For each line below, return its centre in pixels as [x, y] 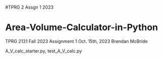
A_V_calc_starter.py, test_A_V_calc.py [44, 51]
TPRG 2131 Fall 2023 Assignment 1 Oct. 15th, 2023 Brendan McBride [76, 41]
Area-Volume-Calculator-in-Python [82, 27]
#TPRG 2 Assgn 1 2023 [30, 7]
